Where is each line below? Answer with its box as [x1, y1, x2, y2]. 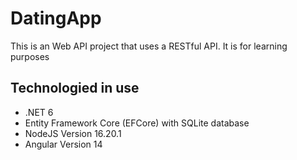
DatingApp [10, 7, 102, 30]
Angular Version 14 [24, 138, 103, 150]
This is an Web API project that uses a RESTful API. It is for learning [10, 40, 288, 52]
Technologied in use [10, 80, 140, 97]
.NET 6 [24, 106, 54, 118]
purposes [10, 50, 50, 62]
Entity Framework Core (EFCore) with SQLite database [24, 117, 250, 129]
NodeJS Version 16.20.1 [24, 127, 122, 139]
